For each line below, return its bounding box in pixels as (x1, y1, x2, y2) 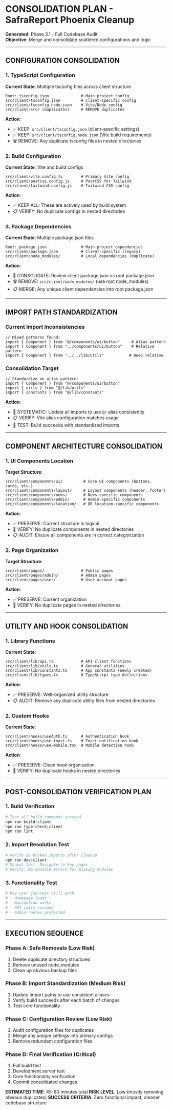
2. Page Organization (5, 546, 59, 553)
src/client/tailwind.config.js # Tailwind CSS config (5, 183, 130, 188)
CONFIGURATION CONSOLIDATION (5, 56, 120, 65)
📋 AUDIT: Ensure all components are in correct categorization (12, 532, 144, 538)
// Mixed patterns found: (5, 335, 60, 340)
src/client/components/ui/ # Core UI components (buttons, (5, 479, 153, 484)
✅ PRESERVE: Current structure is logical (12, 520, 100, 526)
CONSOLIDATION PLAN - (5, 3, 114, 15)
